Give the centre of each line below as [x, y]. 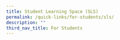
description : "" [26, 22]
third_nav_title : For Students [44, 28]
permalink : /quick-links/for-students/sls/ [60, 17]
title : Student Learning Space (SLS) [52, 11]
